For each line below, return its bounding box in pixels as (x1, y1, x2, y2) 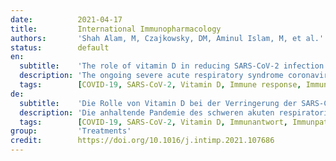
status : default (10, 42, 110, 53)
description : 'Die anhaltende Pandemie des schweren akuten (19, 107, 275, 118)
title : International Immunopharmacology (10, 24, 222, 34)
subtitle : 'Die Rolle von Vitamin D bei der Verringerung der (19, 98, 298, 108)
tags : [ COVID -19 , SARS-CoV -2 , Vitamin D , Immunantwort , (19, 117, 288, 127)
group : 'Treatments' (10, 126, 132, 136)
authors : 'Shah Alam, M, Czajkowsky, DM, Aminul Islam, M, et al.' (10, 33, 325, 43)
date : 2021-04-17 (10, 14, 123, 25)
